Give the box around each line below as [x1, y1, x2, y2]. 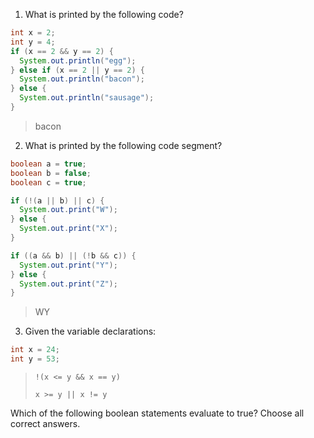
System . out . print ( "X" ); [19, 224, 118, 234]
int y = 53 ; [10, 354, 60, 364]
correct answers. [10, 418, 81, 429]
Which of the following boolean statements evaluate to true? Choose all [10, 407, 305, 419]
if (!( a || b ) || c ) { [10, 195, 105, 206]
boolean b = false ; [10, 168, 92, 178]
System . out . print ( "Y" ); [19, 260, 118, 270]
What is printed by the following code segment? [24, 139, 223, 151]
